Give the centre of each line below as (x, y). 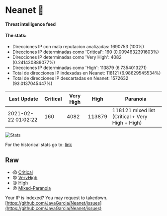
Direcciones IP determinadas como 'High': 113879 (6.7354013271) (80, 68)
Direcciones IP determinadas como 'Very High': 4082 (67, 57)
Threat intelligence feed (31, 24)
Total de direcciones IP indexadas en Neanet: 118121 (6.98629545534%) (86, 73)
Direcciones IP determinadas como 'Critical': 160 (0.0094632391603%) (85, 52)
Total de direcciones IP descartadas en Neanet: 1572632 (70, 78)
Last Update (24, 99)
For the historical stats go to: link (39, 144)
